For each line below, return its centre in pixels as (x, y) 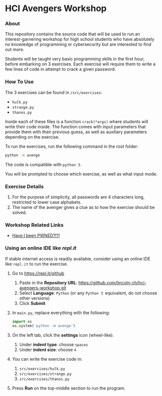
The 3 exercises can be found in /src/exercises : (54, 92)
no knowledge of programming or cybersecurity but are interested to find (78, 45)
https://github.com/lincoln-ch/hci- (112, 283)
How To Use (19, 82)
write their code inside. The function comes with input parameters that (75, 127)
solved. (19, 212)
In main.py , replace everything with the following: (61, 313)
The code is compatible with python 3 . (43, 164)
